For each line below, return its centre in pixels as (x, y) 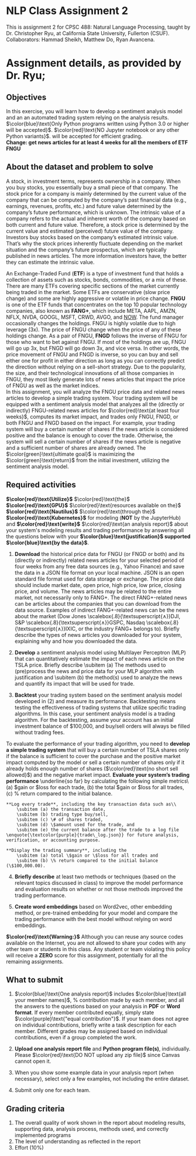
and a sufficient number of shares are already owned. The (76, 448)
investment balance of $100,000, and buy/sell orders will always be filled (102, 726)
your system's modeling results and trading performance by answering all (95, 530)
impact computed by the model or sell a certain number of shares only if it (95, 762)
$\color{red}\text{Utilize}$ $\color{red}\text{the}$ (68, 499)
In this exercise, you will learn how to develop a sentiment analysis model (94, 111)
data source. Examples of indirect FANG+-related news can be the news (102, 610)
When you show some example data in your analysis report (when (94, 1073)
